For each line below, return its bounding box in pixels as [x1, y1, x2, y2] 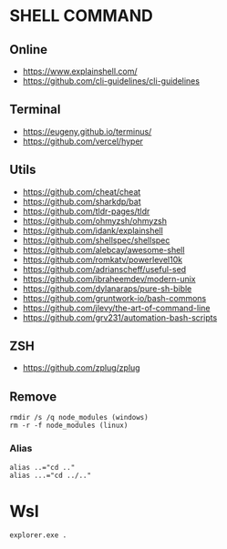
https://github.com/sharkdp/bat [22, 196, 141, 207]
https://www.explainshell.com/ [22, 66, 139, 76]
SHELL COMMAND [9, 5, 153, 26]
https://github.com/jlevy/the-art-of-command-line [22, 302, 211, 313]
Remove [9, 389, 57, 404]
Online [9, 42, 48, 57]
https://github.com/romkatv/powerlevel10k [22, 254, 183, 265]
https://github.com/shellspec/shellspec [22, 234, 170, 246]
